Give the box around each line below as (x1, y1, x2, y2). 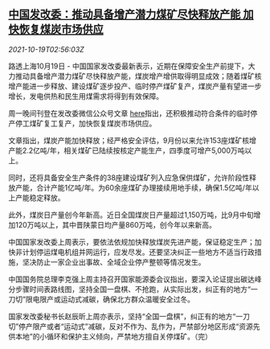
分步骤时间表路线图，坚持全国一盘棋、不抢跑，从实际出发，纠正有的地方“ (8, 284, 252, 294)
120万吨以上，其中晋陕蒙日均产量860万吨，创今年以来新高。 (14, 220, 217, 229)
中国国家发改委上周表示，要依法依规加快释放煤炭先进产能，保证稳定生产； (8, 236, 255, 247)
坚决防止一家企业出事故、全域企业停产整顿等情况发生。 (22, 257, 206, 267)
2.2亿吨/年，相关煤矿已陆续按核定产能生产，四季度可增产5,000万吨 (22, 146, 245, 155)
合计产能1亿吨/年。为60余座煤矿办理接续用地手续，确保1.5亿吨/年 (35, 183, 253, 192)
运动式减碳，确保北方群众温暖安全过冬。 (60, 294, 195, 304)
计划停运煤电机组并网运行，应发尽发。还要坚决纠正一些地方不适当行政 (22, 247, 255, 257)
